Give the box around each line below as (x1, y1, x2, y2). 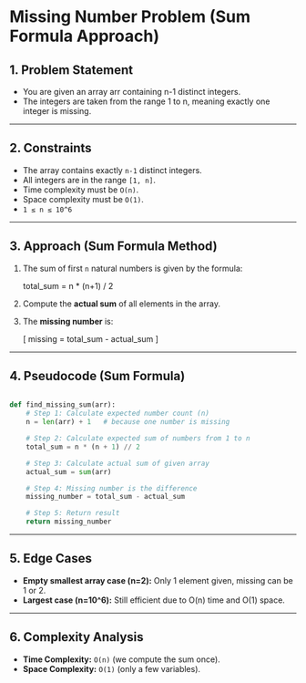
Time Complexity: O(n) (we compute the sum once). (22, 654, 220, 665)
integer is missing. (22, 106, 92, 116)
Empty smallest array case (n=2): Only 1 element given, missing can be (22, 574, 293, 585)
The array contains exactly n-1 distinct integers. (22, 164, 202, 175)
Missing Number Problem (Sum (9, 6, 251, 27)
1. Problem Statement (9, 62, 134, 78)
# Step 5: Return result (25, 509, 120, 518)
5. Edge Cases (9, 551, 93, 566)
